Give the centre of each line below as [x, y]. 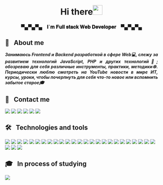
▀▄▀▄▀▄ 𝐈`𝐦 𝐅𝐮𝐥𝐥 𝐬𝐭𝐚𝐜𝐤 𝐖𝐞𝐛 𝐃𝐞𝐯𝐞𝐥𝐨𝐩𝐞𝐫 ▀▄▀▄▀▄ [81, 27]
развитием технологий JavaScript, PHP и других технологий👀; [81, 61]
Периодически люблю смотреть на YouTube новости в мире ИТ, [81, 72]
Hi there [77, 12]
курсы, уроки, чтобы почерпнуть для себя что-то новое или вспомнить [81, 77]
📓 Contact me [27, 100]
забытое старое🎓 [25, 83]
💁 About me [24, 43]
